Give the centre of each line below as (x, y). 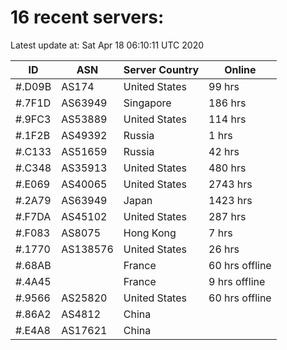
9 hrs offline (237, 281)
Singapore (147, 103)
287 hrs (227, 216)
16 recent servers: (87, 17)
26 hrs (224, 249)
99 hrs (224, 86)
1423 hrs (230, 200)
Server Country (161, 69)
